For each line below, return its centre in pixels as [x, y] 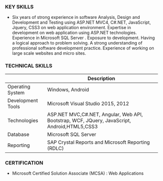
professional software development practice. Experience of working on [83, 48]
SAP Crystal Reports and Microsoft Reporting [98, 142]
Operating [19, 87]
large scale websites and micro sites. [49, 53]
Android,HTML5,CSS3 [72, 126]
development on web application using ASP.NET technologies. [74, 33]
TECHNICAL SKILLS [29, 66]
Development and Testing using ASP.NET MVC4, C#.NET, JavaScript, [81, 22]
